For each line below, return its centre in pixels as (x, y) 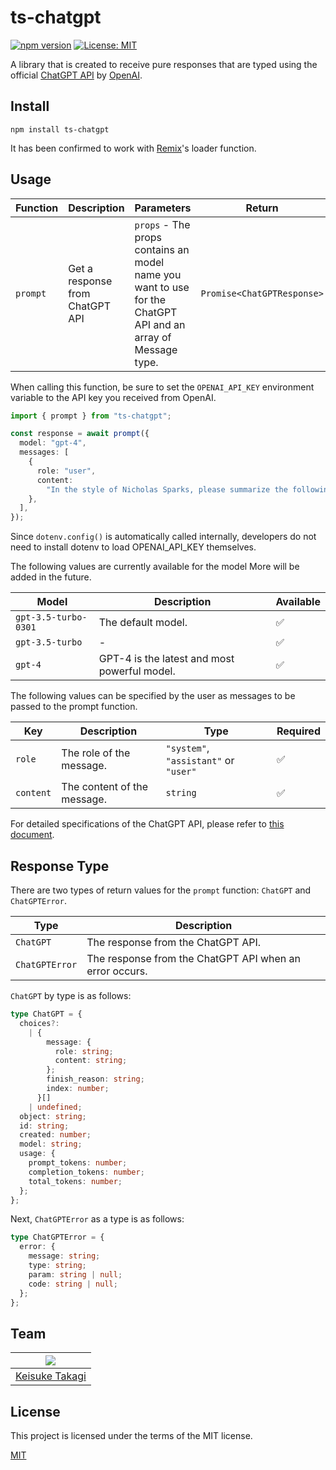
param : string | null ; (75, 1274)
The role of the (96, 753)
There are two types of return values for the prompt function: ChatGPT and (161, 890)
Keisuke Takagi (51, 1376)
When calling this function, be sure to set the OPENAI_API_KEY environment (162, 387)
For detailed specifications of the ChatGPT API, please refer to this (147, 824)
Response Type (60, 866)
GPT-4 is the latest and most (166, 659)
